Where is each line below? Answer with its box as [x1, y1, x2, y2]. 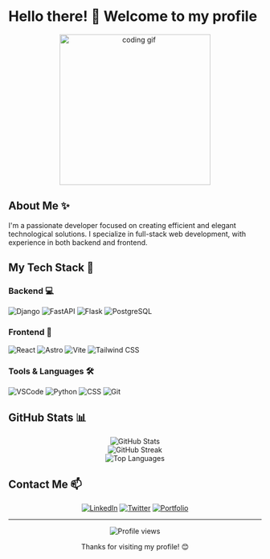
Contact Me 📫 [8, 478, 83, 492]
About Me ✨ [8, 199, 70, 213]
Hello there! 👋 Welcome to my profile [8, 7, 258, 26]
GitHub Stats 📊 [8, 411, 87, 425]
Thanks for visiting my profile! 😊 [80, 541, 190, 551]
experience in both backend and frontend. [8, 237, 148, 247]
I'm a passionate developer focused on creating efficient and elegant [8, 220, 237, 230]
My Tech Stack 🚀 [8, 261, 94, 275]
